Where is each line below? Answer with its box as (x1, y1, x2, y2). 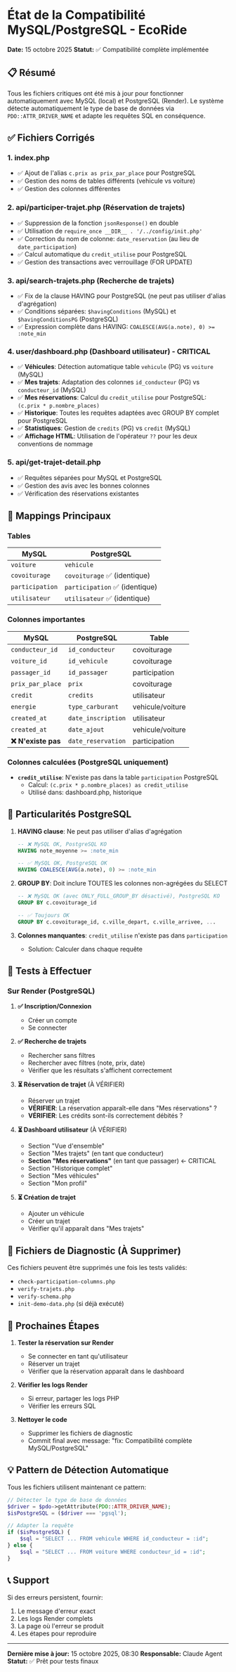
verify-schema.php (17, 1293, 72, 1300)
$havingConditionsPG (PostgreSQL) (17, 315, 119, 323)
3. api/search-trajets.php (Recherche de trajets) (7, 276, 175, 285)
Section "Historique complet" (27, 1164, 113, 1173)
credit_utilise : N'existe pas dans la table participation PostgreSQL (17, 773, 219, 782)
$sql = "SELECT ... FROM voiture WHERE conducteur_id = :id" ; (20, 1548, 206, 1555)
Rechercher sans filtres (27, 1051, 96, 1060)
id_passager (67, 668, 108, 676)
